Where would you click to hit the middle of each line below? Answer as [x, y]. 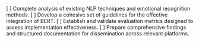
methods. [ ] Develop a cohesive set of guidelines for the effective [87, 15]
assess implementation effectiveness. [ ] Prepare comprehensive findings [96, 27]
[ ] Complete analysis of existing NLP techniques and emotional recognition [98, 9]
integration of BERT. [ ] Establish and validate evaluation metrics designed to [100, 21]
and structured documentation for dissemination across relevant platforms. [98, 34]
